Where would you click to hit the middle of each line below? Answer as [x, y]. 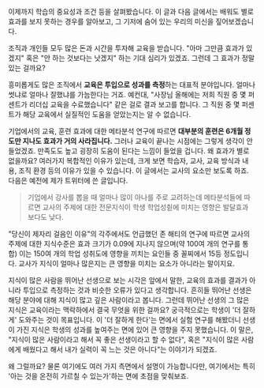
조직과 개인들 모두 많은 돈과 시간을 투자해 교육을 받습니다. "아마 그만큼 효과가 [126, 48]
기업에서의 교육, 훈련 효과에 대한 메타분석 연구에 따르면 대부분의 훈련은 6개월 [126, 131]
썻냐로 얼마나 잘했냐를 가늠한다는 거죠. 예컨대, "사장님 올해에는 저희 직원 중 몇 [127, 94]
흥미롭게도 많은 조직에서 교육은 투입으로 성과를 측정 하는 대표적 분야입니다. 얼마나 [132, 85]
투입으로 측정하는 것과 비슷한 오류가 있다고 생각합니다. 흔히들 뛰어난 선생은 [137, 290]
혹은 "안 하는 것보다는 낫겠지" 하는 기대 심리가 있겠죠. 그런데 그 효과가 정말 [140, 58]
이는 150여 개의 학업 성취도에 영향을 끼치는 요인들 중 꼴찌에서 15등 [120, 254]
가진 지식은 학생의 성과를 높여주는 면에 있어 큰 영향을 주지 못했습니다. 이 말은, [135, 330]
